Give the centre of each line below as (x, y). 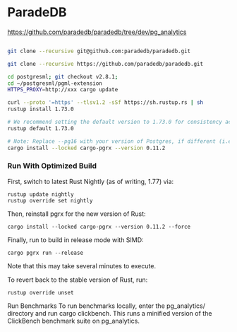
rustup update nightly (41, 194)
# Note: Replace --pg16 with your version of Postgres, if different (112, 141)
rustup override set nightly (50, 200)
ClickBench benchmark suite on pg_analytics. (73, 321)
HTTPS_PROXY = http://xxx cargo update (63, 90)
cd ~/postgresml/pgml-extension (55, 83)
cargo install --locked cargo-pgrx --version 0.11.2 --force (99, 227)
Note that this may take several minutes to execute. (82, 265)
